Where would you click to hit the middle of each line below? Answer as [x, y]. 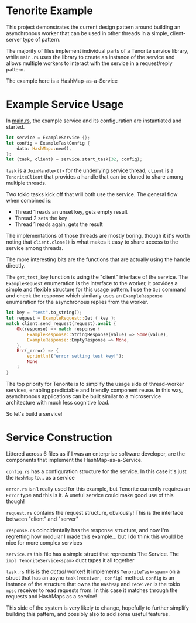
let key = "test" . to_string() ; [44, 313]
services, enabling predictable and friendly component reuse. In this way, [94, 390]
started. [16, 126]
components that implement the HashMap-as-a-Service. [74, 460]
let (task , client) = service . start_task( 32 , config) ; [74, 159]
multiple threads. [26, 183]
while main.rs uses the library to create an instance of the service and [90, 57]
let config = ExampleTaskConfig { [48, 143]
